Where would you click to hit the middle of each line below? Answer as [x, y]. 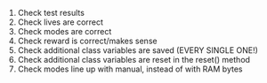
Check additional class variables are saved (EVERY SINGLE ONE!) [138, 50]
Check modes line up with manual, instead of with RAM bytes [130, 69]
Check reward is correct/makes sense [87, 41]
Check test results [51, 13]
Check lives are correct [61, 22]
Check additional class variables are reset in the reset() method [134, 60]
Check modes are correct [65, 31]
